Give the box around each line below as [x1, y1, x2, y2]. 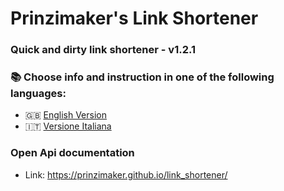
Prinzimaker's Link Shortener [10, 7, 259, 30]
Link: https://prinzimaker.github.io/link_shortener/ [24, 168, 228, 181]
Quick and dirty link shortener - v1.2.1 [10, 43, 197, 57]
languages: [10, 87, 67, 101]
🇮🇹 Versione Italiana [24, 120, 112, 132]
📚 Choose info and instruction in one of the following [10, 70, 275, 84]
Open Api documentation [10, 146, 135, 160]
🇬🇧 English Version [24, 109, 108, 121]
